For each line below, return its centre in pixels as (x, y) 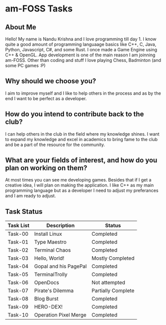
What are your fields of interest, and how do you (81, 160)
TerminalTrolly (51, 275)
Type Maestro (50, 242)
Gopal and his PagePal (60, 266)
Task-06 (18, 283)
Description (61, 226)
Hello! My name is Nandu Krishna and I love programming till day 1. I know (81, 39)
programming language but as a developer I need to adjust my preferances (82, 190)
